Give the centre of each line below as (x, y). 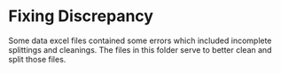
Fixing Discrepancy (81, 16)
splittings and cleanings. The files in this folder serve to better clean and (140, 49)
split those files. (37, 59)
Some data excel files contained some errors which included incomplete (140, 40)
